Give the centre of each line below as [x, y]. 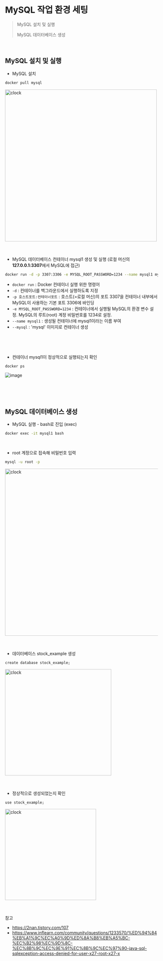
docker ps [15, 366]
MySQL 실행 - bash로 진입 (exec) [44, 424]
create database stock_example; [38, 663]
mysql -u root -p [23, 462]
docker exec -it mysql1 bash [34, 434]
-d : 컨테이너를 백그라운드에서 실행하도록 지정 [55, 290]
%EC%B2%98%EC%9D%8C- [42, 943]
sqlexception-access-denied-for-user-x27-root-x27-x [66, 953]
